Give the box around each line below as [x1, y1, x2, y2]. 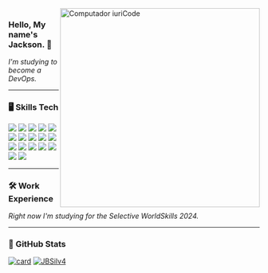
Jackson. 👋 [8, 39, 53, 50]
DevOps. [8, 74, 37, 84]
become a [8, 65, 41, 75]
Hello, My [8, 19, 46, 30]
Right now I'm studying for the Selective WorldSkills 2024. [8, 211, 199, 220]
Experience [8, 193, 53, 204]
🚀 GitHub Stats [8, 238, 66, 249]
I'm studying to [8, 57, 57, 67]
